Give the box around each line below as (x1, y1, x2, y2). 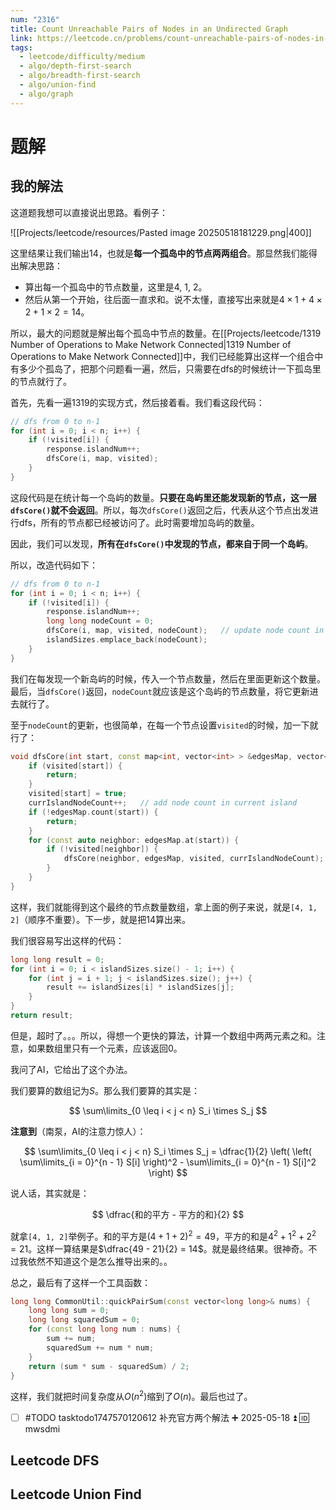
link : (10, 33, 33, 43)
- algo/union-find (19, 80, 97, 90)
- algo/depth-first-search (19, 61, 132, 71)
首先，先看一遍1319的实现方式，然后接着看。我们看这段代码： (10, 396, 265, 408)
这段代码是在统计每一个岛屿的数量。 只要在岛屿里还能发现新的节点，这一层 (10, 491, 317, 503)
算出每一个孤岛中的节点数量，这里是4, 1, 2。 (24, 281, 208, 293)
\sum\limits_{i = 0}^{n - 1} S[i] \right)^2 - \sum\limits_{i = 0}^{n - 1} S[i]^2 (19, 1156, 317, 1168)
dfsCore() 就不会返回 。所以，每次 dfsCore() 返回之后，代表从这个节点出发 (10, 504, 310, 516)
